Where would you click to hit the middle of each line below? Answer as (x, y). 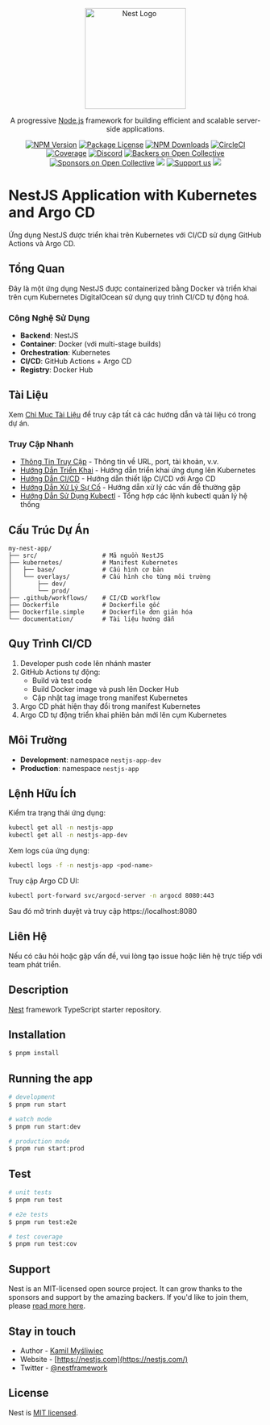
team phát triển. (35, 964)
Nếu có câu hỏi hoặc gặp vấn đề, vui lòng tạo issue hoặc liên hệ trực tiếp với (135, 956)
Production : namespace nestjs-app (79, 768)
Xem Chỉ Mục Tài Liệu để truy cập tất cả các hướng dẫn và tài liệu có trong (132, 414)
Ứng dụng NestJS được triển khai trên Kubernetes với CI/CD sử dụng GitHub (135, 235)
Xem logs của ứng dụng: (49, 851)
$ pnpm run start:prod (46, 1149)
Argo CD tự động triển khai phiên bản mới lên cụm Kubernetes (123, 715)
